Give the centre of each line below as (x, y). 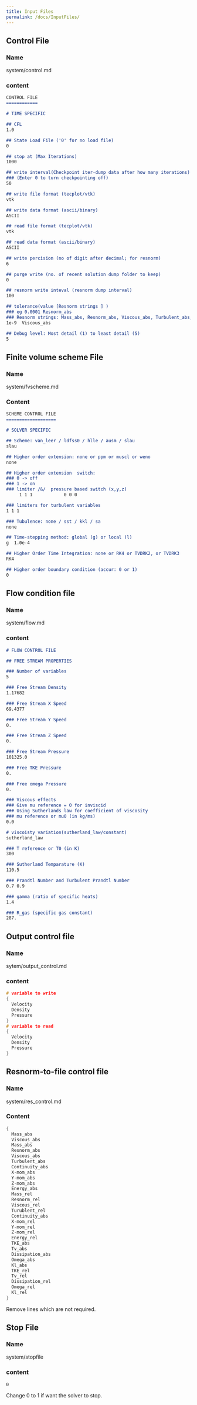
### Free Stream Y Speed (36, 720)
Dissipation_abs (31, 1254)
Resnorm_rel (26, 1200)
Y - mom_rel (23, 1227)
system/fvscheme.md (32, 387)
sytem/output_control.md (37, 966)
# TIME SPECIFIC (26, 114)
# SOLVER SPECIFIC (28, 430)
